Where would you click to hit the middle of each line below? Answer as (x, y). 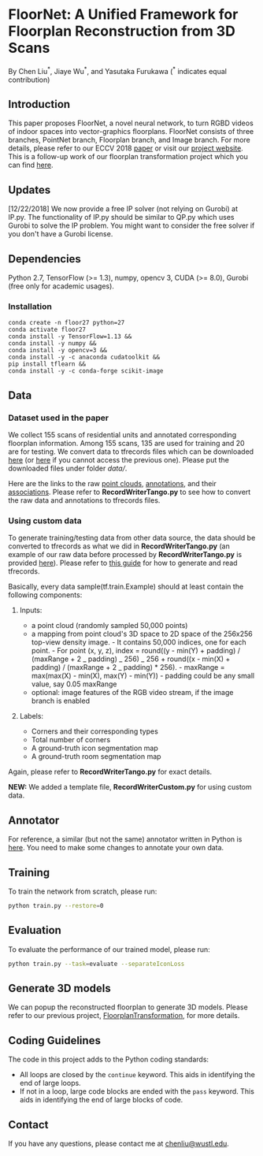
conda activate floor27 (47, 330)
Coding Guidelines (54, 1041)
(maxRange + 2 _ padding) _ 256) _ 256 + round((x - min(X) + (131, 659)
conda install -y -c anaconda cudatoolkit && (84, 357)
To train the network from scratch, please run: (83, 891)
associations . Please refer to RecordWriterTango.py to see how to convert (130, 492)
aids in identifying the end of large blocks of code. (101, 1100)
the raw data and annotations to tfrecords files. (84, 500)
